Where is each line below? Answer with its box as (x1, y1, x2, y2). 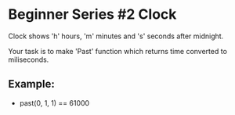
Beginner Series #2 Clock (8, 5, 177, 23)
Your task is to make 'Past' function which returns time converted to (8, 46, 227, 56)
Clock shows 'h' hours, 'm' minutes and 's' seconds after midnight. (8, 31, 224, 41)
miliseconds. (8, 55, 49, 64)
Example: (8, 77, 55, 91)
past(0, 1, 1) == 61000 (19, 98, 90, 107)
